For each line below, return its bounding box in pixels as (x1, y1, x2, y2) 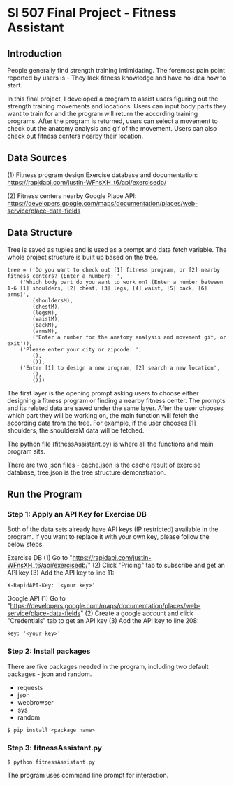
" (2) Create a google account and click (80, 609, 194, 617)
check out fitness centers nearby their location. (7, 132, 144, 140)
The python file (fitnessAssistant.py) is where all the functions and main (7, 440, 214, 448)
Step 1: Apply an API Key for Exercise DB (7, 509, 147, 519)
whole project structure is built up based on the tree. (7, 253, 159, 261)
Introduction (7, 48, 63, 59)
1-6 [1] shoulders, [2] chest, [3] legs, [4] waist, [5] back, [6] (7, 285, 208, 292)
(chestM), (32, 303, 61, 310)
